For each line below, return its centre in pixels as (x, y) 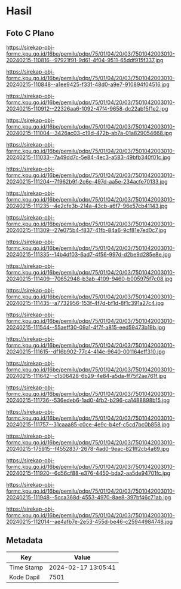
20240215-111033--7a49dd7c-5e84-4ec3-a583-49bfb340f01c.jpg (88, 157)
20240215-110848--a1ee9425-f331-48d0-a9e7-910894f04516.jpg (88, 84)
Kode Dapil (24, 577)
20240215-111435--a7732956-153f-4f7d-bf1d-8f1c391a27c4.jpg (85, 303)
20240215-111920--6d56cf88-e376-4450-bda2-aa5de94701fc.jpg (88, 473)
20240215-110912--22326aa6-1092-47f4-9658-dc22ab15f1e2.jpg (87, 109)
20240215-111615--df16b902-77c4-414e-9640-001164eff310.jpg (86, 352)
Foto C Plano (30, 33)
